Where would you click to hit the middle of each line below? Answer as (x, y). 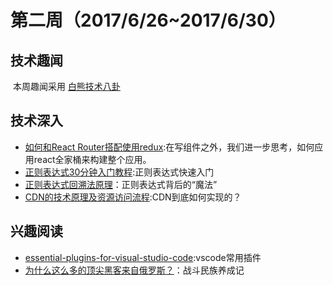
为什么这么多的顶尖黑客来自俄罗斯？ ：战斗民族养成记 (134, 270)
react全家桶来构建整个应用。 (92, 159)
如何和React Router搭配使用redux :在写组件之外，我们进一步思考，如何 (169, 147)
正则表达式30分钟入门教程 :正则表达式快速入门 (119, 172)
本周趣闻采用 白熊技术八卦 (66, 86)
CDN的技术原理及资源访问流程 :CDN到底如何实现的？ (133, 197)
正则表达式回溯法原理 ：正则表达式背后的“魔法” (121, 184)
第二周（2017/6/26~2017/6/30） (148, 20)
